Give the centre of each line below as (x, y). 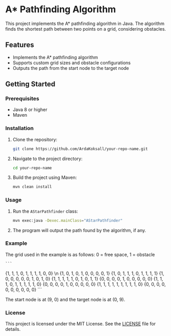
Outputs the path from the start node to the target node (71, 68)
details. (13, 329)
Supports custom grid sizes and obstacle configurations (72, 63)
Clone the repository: (35, 139)
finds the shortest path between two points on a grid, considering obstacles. (86, 29)
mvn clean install (32, 187)
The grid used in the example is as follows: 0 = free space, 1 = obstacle (80, 254)
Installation (20, 128)
